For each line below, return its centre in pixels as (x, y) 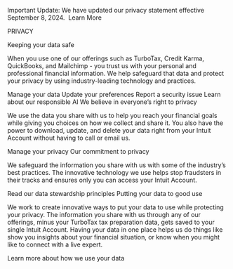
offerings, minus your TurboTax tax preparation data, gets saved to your (111, 222)
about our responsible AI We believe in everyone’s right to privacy (102, 102)
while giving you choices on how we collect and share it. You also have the (115, 123)
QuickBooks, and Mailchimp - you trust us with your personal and (102, 66)
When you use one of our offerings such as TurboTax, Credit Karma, (106, 58)
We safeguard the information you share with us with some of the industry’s (116, 165)
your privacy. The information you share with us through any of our (104, 215)
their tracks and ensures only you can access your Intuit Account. (102, 180)
